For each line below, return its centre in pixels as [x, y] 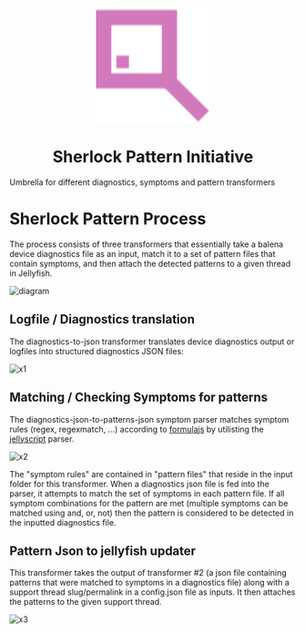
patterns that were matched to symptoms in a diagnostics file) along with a [149, 583]
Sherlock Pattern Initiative [153, 157]
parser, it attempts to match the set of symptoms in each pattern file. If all [147, 493]
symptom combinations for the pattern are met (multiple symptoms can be [149, 503]
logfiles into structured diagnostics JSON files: [97, 351]
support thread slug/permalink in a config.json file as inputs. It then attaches [152, 592]
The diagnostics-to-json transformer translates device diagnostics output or [152, 342]
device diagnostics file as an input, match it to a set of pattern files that [142, 253]
